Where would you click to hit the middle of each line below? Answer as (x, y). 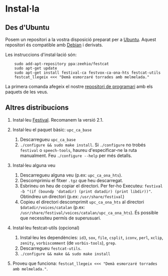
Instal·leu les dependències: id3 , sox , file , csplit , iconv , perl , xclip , (92, 237)
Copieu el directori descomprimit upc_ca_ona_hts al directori (82, 202)
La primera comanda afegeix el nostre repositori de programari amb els (79, 87)
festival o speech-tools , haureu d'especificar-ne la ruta (78, 150)
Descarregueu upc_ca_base (48, 139)
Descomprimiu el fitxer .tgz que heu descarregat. (71, 180)
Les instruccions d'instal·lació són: (41, 54)
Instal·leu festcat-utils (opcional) (46, 228)
